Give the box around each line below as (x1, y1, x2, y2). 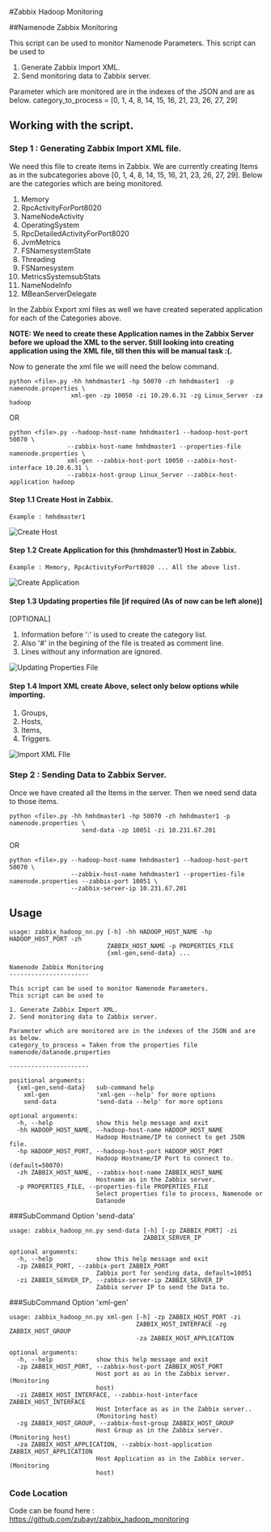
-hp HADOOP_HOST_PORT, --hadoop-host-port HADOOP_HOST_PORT (16, 1147, 223, 1155)
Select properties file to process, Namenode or (95, 1189, 264, 1198)
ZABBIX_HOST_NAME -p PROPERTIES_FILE (107, 942, 234, 950)
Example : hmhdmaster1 (9, 513, 86, 521)
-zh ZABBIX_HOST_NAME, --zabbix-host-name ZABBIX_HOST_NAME (16, 1168, 223, 1176)
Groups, (20, 708, 48, 717)
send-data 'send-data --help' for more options (23, 1098, 223, 1106)
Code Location (9, 1488, 68, 1499)
